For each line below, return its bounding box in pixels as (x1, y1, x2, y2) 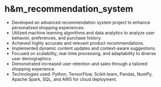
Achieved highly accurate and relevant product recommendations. (11, 40, 144, 46)
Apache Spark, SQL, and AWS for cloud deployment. (11, 76, 117, 82)
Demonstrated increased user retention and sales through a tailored (11, 61, 148, 67)
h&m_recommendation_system (4, 3, 133, 15)
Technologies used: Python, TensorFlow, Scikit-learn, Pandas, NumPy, (11, 71, 153, 77)
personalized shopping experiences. (11, 24, 85, 30)
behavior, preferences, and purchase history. (11, 35, 102, 41)
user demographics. (11, 55, 52, 61)
